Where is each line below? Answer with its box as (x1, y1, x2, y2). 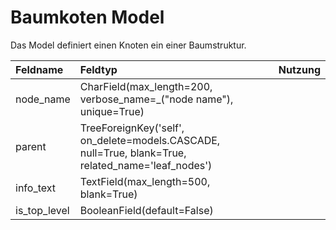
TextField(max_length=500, (79, 174, 211, 188)
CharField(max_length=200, (79, 79, 213, 93)
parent (15, 139, 47, 153)
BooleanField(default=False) (79, 203, 214, 217)
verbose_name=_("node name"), (79, 92, 234, 106)
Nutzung (278, 62, 321, 76)
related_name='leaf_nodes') (79, 158, 213, 172)
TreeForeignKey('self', (79, 121, 185, 135)
